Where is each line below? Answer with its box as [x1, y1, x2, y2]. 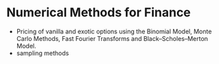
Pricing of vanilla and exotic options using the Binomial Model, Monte [16, 27, 212, 35]
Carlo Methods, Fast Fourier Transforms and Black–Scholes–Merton [16, 34, 209, 42]
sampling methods [16, 49, 69, 57]
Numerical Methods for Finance [6, 5, 192, 20]
